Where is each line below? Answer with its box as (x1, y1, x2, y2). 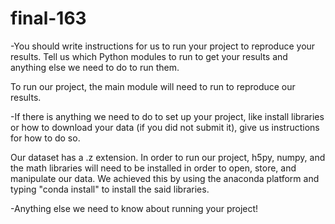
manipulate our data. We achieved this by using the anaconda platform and (10, 172, 320, 184)
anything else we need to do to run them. (10, 61, 180, 73)
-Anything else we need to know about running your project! (10, 202, 259, 214)
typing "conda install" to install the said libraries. (10, 183, 210, 195)
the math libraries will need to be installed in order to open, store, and (10, 162, 297, 174)
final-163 (10, 7, 87, 30)
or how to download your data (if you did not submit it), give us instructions (10, 121, 320, 133)
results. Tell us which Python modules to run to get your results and (10, 50, 288, 62)
